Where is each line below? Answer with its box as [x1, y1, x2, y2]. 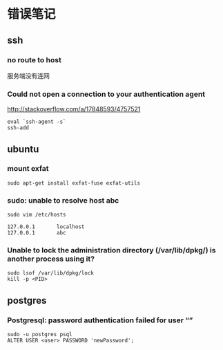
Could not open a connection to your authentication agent [7, 89, 206, 99]
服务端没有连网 [7, 71, 50, 80]
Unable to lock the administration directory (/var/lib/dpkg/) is [7, 246, 216, 255]
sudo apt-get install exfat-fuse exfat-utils [7, 179, 140, 187]
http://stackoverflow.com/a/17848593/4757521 [7, 105, 141, 113]
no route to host [7, 55, 62, 64]
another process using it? [7, 254, 95, 264]
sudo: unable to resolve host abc [7, 195, 119, 205]
